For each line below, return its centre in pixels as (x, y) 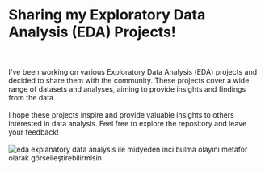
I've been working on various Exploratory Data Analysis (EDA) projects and (132, 71)
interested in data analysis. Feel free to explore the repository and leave (128, 123)
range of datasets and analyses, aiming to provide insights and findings (127, 89)
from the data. (32, 97)
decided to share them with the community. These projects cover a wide (129, 80)
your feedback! (34, 132)
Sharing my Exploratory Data (107, 15)
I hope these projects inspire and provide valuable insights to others (121, 114)
